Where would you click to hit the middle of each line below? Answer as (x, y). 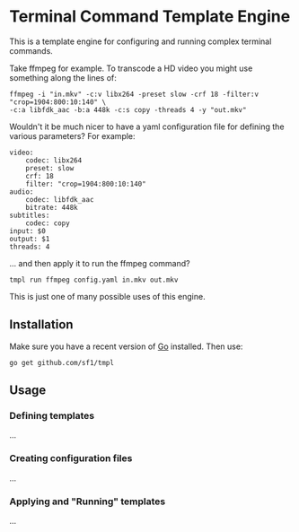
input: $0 (28, 231)
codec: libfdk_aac (60, 199)
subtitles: (30, 215)
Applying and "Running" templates (88, 501)
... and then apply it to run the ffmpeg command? (100, 263)
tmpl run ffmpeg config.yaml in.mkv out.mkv (94, 280)
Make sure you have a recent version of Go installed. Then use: (126, 346)
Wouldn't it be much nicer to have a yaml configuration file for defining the (147, 126)
